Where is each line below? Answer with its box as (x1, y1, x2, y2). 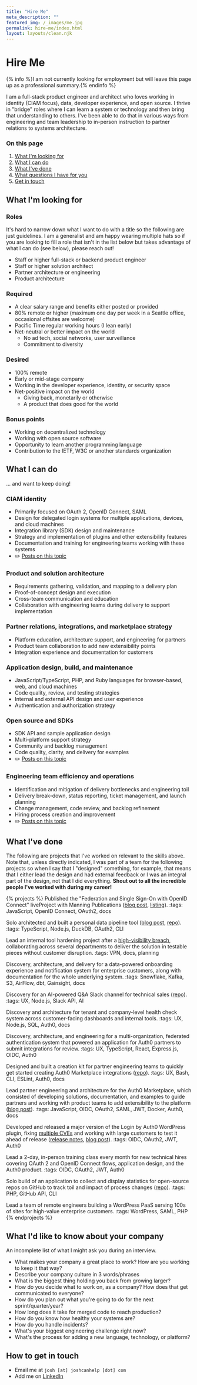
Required (6, 290, 33, 298)
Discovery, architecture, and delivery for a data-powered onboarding (6, 961, 173, 968)
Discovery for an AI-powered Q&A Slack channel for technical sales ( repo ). (6, 991, 188, 998)
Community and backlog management (14, 742, 108, 749)
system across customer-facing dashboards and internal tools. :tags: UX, (6, 1015, 183, 1022)
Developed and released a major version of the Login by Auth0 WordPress (6, 1124, 186, 1131)
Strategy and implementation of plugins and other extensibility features (14, 533, 187, 541)
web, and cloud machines (14, 683, 78, 690)
